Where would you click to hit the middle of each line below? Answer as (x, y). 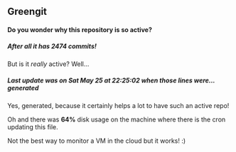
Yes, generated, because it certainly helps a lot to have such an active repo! (118, 105)
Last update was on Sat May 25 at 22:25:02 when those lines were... (111, 80)
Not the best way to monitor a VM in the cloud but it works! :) (97, 141)
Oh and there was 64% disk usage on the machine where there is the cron (117, 119)
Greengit (27, 12)
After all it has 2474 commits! (52, 46)
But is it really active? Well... (48, 64)
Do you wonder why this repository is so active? (80, 29)
